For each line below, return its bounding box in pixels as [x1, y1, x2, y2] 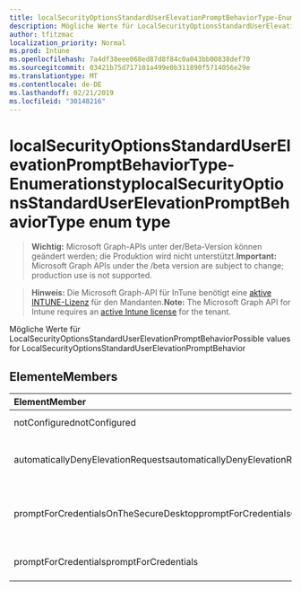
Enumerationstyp [9, 173, 142, 194]
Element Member [13, 396, 87, 409]
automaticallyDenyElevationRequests [13, 454, 170, 466]
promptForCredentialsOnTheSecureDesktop [13, 507, 199, 520]
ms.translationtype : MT [9, 72, 99, 81]
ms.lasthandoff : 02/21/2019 [9, 88, 115, 97]
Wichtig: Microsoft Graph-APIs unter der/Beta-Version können [30, 242, 262, 252]
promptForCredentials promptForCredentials [13, 556, 199, 569]
